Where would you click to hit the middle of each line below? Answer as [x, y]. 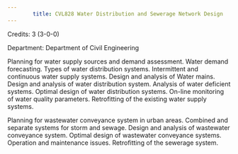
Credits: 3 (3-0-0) [34, 34]
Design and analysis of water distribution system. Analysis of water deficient [119, 84]
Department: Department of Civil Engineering [73, 47]
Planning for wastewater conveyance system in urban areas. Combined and [118, 120]
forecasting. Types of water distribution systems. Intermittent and [103, 69]
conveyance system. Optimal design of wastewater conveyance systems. [114, 135]
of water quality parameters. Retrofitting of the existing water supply [107, 99]
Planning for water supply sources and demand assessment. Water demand [118, 61]
